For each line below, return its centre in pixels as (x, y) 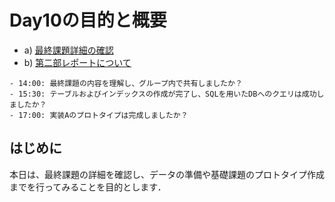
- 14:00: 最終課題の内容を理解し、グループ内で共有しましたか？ (126, 83)
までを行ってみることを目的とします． (88, 187)
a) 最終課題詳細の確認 (68, 50)
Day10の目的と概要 (88, 20)
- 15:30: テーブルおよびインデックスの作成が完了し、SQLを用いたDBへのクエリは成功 (163, 94)
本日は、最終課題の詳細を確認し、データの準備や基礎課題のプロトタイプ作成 (167, 174)
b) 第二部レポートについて (77, 62)
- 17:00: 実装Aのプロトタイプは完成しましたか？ (99, 115)
